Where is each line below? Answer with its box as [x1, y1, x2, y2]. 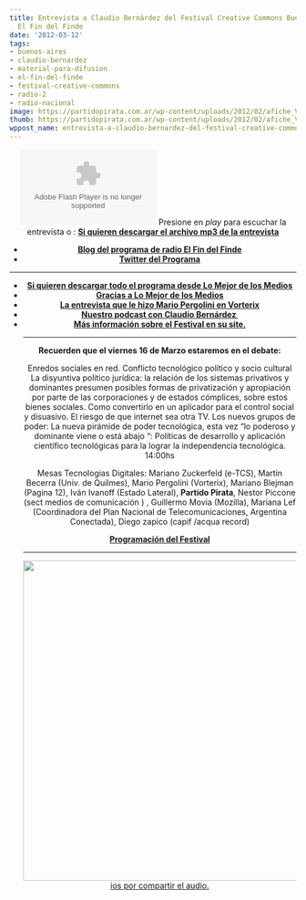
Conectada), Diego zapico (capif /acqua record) [69, 517, 250, 527]
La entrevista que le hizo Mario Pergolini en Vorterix [59, 299, 260, 310]
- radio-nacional [9, 98, 76, 108]
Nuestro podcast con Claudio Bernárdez [81, 309, 237, 319]
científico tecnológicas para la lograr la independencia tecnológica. [33, 440, 287, 451]
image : [9, 107, 35, 116]
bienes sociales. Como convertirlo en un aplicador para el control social [25, 402, 294, 412]
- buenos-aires [9, 47, 67, 57]
